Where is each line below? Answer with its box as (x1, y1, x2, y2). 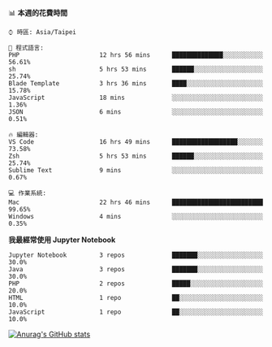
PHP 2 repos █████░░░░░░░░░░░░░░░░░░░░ (8, 280, 264, 288)
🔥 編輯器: (8, 131, 39, 139)
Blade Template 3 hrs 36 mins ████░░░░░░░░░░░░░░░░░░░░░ (8, 80, 264, 88)
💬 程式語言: (8, 44, 45, 52)
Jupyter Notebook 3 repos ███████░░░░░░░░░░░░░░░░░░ (8, 251, 264, 259)
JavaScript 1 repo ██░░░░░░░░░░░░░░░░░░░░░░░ (8, 308, 264, 316)
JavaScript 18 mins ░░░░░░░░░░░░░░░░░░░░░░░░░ (8, 93, 264, 102)
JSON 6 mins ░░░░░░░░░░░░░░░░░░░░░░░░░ (8, 108, 264, 116)
